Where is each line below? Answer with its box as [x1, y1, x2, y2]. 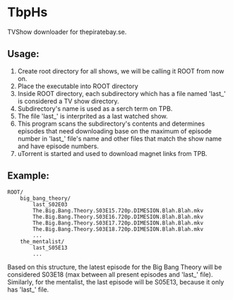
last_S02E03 [32, 200, 68, 208]
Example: [7, 170, 49, 182]
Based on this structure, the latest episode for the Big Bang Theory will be [7, 263, 222, 271]
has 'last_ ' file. [7, 285, 49, 294]
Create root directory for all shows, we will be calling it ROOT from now [17, 66, 225, 75]
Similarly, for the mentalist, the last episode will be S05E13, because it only [7, 277, 225, 286]
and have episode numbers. [17, 142, 99, 150]
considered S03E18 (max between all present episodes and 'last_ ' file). [7, 270, 213, 279]
